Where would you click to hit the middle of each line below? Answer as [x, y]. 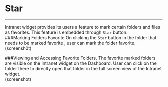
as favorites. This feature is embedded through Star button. [66, 32]
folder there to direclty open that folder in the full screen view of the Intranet [84, 68]
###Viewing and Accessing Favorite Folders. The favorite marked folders [80, 58]
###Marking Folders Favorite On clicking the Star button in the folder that [81, 37]
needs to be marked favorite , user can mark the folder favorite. [70, 43]
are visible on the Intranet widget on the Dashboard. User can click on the [81, 63]
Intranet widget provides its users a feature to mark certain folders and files [83, 27]
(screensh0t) [18, 48]
